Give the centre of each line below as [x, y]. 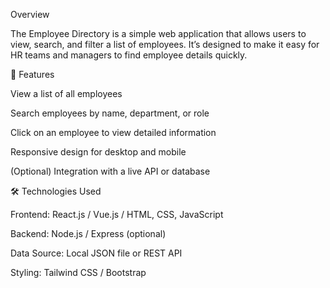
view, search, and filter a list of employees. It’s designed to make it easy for [165, 44]
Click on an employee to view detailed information [113, 132]
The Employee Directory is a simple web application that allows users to [158, 33]
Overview [30, 14]
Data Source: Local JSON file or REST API [96, 253]
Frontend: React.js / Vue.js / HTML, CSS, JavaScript [117, 214]
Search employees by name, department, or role [110, 113]
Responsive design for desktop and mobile [98, 152]
